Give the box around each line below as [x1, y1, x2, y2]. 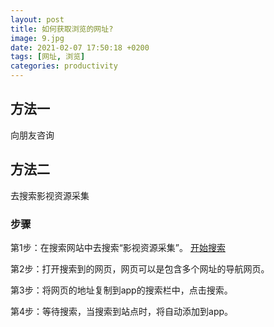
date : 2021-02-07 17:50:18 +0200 [10, 42, 150, 53]
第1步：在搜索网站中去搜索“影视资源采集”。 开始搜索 [10, 241, 226, 253]
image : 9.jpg [10, 33, 65, 43]
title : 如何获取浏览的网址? [10, 24, 114, 34]
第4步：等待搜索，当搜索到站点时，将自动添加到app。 [10, 305, 234, 317]
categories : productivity [10, 61, 118, 71]
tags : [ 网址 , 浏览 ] [10, 52, 86, 62]
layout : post [10, 14, 65, 25]
